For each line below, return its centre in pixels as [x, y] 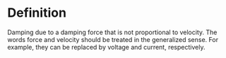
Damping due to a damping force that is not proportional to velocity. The [112, 32]
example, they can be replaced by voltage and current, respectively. [106, 47]
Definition [37, 13]
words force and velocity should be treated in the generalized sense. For [113, 39]
